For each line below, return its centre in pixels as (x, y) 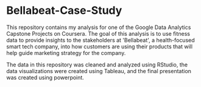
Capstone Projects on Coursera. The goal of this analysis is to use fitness (98, 33)
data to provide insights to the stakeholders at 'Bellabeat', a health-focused (100, 40)
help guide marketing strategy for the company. (66, 53)
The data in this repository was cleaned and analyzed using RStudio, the (97, 65)
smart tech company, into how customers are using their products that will (100, 47)
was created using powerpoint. (45, 77)
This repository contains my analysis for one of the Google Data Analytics (99, 27)
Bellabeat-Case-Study (64, 11)
